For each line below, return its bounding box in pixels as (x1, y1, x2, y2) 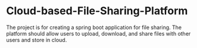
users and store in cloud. (6, 36, 67, 43)
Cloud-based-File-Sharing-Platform (6, 4, 188, 18)
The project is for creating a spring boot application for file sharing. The (6, 24, 182, 31)
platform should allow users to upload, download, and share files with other (6, 30, 191, 37)
